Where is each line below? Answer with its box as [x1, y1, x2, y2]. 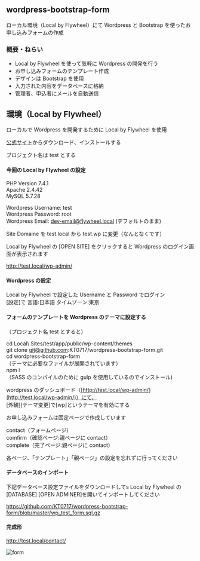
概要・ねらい [6, 45, 44, 53]
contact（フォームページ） [6, 427, 72, 434]
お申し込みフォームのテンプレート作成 [14, 68, 109, 75]
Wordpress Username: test [6, 204, 73, 211]
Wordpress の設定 [6, 277, 52, 284]
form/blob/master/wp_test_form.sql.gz [6, 509, 100, 516]
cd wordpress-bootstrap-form [6, 352, 81, 360]
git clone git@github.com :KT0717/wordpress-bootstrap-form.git [6, 346, 163, 353]
